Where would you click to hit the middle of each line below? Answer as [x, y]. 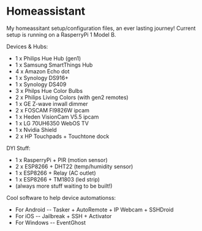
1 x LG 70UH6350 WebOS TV [52, 123]
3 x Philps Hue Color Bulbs [49, 90]
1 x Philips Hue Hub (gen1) [48, 58]
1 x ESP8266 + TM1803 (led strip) [57, 179]
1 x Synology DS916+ [42, 78]
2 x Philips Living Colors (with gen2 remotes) [72, 97]
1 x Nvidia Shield [36, 130]
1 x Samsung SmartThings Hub [54, 65]
